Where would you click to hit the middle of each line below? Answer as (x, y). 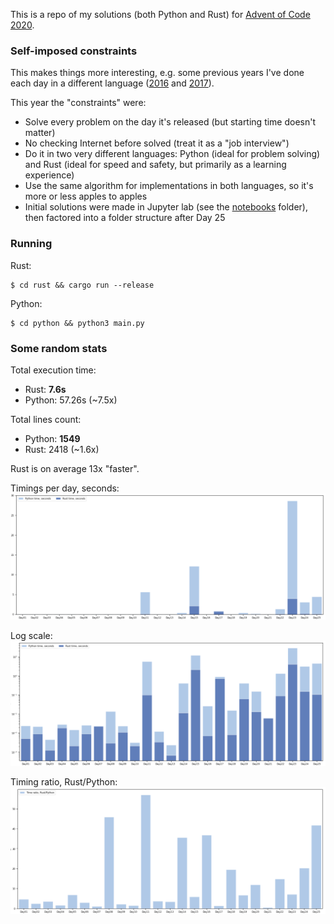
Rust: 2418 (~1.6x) (62, 449)
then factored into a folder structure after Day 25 (125, 218)
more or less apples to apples (86, 196)
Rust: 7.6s (45, 389)
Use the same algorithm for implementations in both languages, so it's (169, 186)
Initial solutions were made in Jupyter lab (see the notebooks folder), (166, 207)
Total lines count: (46, 419)
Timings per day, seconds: (65, 488)
